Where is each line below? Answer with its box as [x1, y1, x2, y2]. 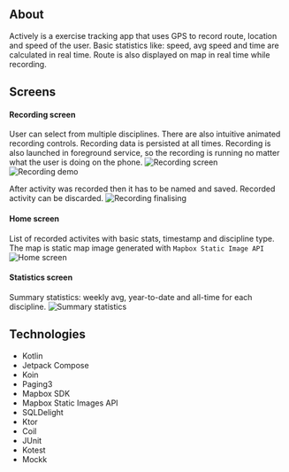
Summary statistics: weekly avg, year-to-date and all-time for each [9, 291, 253, 302]
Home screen [9, 213, 60, 224]
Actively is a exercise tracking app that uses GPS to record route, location [9, 30, 278, 41]
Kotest [21, 445, 46, 455]
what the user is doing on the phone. [9, 157, 143, 167]
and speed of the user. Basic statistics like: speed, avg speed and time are [9, 40, 280, 50]
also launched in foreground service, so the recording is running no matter [9, 148, 280, 159]
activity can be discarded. [9, 193, 104, 204]
